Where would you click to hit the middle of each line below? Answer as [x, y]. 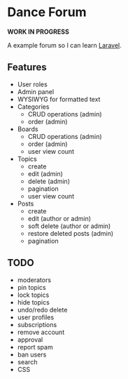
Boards [28, 129]
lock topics [33, 295]
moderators [34, 280]
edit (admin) [45, 173]
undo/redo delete [42, 310]
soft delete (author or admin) [69, 226]
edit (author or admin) [59, 218]
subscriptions [37, 324]
